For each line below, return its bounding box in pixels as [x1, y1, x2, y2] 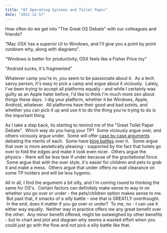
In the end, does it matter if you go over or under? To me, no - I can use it [6, 200, 158, 206]
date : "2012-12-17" [5, 12, 46, 17]
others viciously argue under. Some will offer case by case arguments [5, 132, 150, 138]
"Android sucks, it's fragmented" [5, 65, 72, 71]
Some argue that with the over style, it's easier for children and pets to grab [6, 159, 162, 165]
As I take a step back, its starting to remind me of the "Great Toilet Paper [5, 122, 155, 128]
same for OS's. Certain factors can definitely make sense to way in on [5, 184, 150, 190]
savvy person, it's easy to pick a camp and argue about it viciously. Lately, [5, 80, 159, 86]
